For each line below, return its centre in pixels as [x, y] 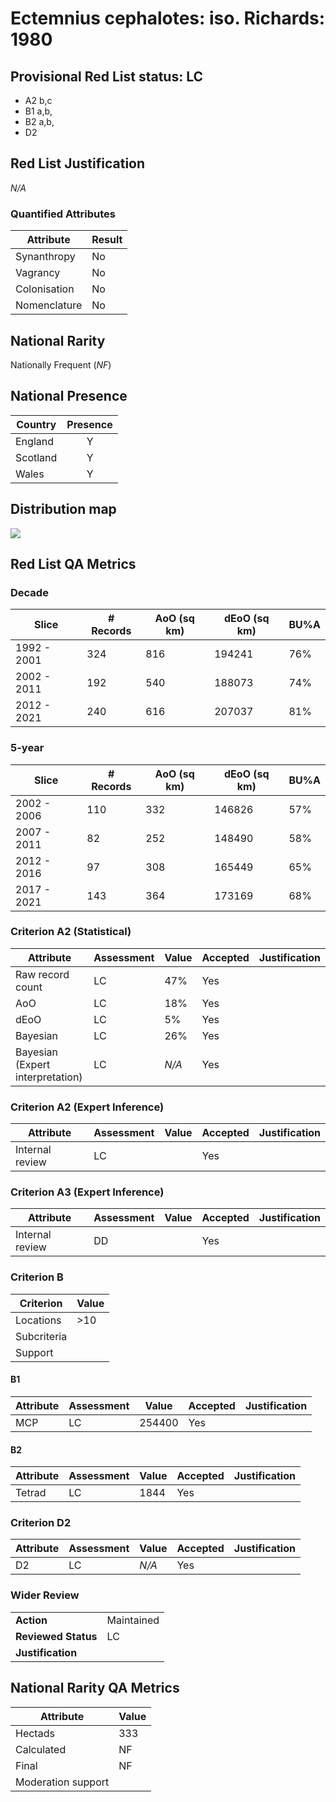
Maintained [133, 1620]
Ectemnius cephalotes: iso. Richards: [168, 18]
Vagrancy [38, 273]
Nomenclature [49, 305]
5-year [27, 748]
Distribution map [63, 509]
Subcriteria [41, 1336]
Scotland [36, 457]
